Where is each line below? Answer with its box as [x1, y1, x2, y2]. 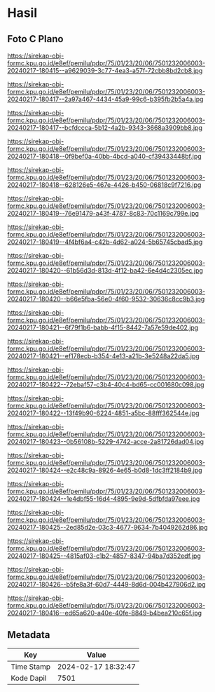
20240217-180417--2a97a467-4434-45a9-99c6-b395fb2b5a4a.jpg [7, 95, 204, 103]
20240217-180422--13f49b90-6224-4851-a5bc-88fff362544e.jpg [7, 409, 200, 417]
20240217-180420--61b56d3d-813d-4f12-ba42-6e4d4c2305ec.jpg [7, 266, 203, 275]
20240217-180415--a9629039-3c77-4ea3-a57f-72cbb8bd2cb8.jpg [7, 67, 203, 74]
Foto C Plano [7, 33, 64, 45]
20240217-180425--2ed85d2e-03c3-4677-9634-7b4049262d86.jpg [7, 523, 208, 531]
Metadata [7, 629, 50, 641]
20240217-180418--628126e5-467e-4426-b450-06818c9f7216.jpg [7, 181, 202, 189]
